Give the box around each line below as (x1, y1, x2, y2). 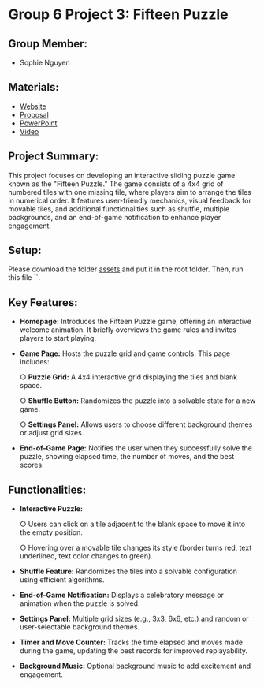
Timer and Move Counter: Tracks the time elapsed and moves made (19, 637, 243, 648)
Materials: (8, 80, 59, 94)
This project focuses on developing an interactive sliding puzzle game (8, 170, 236, 180)
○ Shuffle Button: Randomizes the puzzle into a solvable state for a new (19, 396, 256, 405)
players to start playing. (19, 334, 97, 343)
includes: (19, 357, 50, 367)
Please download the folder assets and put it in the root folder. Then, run (8, 264, 244, 274)
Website (19, 101, 47, 111)
